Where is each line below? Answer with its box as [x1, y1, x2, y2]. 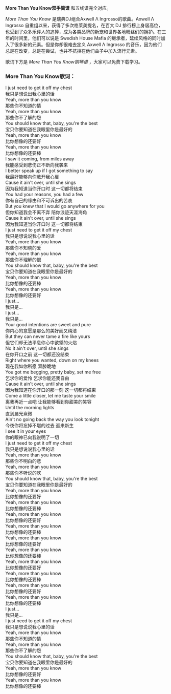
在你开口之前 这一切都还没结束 [5, 351, 69, 357]
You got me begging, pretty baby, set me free [5, 369, 101, 375]
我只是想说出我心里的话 [5, 91, 55, 97]
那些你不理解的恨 [5, 257, 41, 263]
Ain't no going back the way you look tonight [5, 416, 100, 423]
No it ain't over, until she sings [5, 345, 69, 351]
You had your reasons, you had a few [5, 192, 84, 198]
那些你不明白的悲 [5, 458, 41, 464]
